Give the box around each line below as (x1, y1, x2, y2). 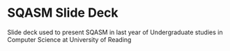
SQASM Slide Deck (7, 5, 118, 21)
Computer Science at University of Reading (7, 35, 132, 43)
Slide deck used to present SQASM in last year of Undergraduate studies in (7, 28, 223, 36)
